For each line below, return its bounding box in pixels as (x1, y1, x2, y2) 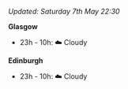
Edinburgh (8, 56, 43, 65)
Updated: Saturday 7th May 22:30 (8, 7, 120, 16)
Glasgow (8, 22, 38, 31)
